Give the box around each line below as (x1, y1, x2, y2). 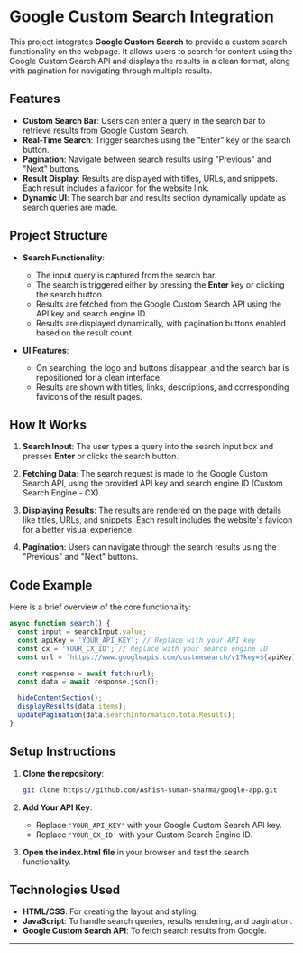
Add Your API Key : (22, 802, 93, 813)
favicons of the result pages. (35, 391, 142, 401)
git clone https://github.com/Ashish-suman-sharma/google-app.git (22, 785, 278, 795)
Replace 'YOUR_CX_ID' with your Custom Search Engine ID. (35, 829, 253, 840)
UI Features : (22, 344, 69, 355)
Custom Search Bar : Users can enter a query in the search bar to (22, 115, 266, 126)
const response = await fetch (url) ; (17, 669, 155, 678)
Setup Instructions (9, 744, 116, 760)
